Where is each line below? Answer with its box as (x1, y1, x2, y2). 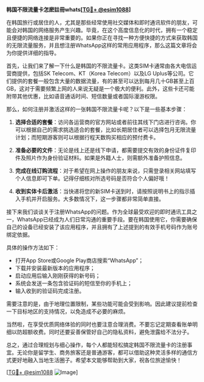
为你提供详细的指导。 (6, 49, 59, 57)
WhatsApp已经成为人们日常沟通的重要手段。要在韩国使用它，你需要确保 (16, 216, 197, 223)
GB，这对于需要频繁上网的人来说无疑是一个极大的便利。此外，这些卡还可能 (6, 85, 195, 92)
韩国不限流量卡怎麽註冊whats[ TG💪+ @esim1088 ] (6, 6, 131, 13)
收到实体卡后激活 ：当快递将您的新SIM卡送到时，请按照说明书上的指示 (15, 188, 190, 195)
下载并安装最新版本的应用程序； (15, 265, 95, 271)
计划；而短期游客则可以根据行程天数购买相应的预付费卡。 (15, 134, 159, 141)
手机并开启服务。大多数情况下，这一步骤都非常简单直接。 (20, 195, 165, 203)
